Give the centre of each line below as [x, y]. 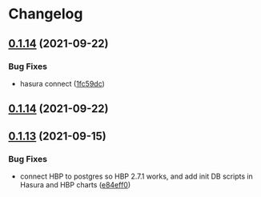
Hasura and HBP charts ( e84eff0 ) [75, 184]
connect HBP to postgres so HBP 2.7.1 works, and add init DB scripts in [137, 176]
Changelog [46, 14]
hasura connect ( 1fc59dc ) [62, 83]
